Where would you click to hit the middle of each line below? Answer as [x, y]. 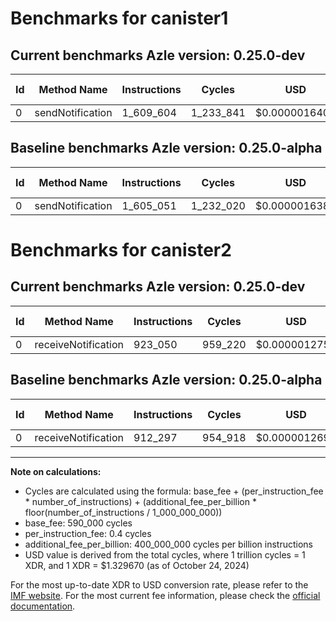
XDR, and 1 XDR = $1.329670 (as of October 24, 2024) [137, 565]
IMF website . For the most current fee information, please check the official [165, 595]
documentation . [43, 606]
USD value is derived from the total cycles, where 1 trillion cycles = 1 [165, 554]
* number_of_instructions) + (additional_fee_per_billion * [140, 501]
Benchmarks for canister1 [119, 18]
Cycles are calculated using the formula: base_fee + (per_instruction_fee [174, 491]
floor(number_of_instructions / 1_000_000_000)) [123, 512]
